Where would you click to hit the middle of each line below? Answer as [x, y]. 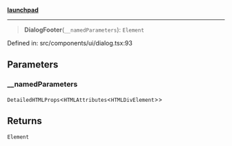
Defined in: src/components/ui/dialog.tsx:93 [70, 43]
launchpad [23, 10]
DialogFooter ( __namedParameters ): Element [84, 30]
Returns [25, 121]
